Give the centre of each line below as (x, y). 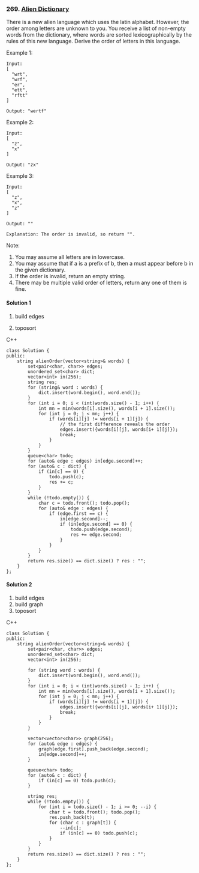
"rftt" (20, 96)
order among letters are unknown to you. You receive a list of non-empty (96, 28)
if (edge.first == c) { (79, 513)
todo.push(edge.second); (102, 529)
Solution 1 (19, 303)
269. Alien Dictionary (38, 9)
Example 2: (20, 123)
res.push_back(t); (72, 817)
